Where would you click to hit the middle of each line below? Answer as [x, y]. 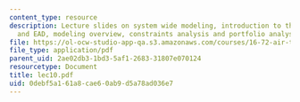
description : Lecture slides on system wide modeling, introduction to [145, 26]
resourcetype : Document [54, 67]
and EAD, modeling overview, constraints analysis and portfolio [142, 34]
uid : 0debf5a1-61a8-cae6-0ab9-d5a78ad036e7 [92, 83]
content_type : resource [54, 17]
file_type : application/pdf [62, 51]
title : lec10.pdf [42, 75]
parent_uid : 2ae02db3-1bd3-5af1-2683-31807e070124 [105, 59]
